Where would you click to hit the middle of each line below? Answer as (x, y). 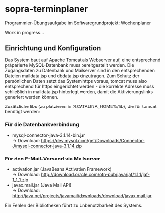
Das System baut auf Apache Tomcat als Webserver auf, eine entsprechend (83, 60)
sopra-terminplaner (47, 9)
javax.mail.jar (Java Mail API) (42, 185)
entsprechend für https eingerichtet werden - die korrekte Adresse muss (80, 86)
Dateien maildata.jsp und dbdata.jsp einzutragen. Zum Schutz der (72, 76)
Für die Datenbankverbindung (42, 124)
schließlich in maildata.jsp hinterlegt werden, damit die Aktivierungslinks (79, 91)
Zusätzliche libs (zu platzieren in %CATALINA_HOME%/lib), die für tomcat (81, 106)
